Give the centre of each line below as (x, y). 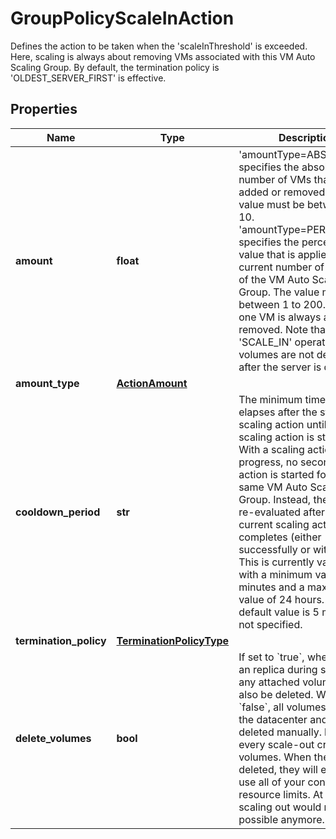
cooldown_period (58, 512)
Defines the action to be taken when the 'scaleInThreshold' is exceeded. (159, 46)
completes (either (280, 537)
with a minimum (275, 574)
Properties (44, 109)
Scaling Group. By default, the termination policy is (115, 67)
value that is (267, 254)
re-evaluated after (282, 512)
